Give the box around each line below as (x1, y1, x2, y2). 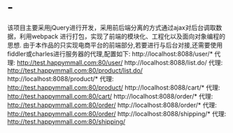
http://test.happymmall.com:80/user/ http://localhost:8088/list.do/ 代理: (16, 58, 223, 66)
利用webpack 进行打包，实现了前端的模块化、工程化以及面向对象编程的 (19, 31, 226, 41)
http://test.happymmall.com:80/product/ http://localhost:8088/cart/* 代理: (7, 83, 220, 92)
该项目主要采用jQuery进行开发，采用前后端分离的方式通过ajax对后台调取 (7, 23, 216, 31)
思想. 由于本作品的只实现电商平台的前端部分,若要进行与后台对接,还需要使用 (7, 41, 223, 49)
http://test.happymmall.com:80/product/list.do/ (7, 66, 143, 74)
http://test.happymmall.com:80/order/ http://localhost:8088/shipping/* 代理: (7, 109, 227, 118)
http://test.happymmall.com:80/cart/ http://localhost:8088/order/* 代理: (7, 92, 213, 100)
